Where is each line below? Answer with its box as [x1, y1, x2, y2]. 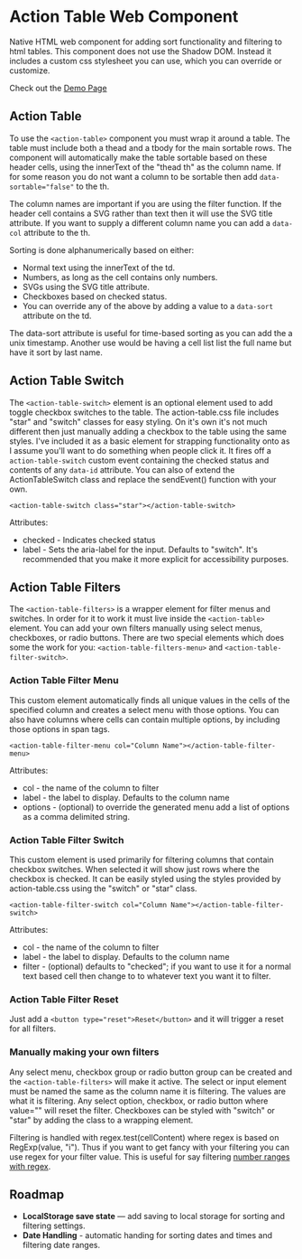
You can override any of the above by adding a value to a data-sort [22, 300, 273, 311]
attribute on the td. [22, 310, 92, 321]
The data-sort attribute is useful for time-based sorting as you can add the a [9, 327, 293, 338]
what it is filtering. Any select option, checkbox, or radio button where [9, 1095, 269, 1106]
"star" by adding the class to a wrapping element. [9, 1114, 194, 1125]
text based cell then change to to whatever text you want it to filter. [22, 970, 271, 982]
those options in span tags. [9, 723, 110, 734]
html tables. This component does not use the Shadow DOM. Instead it [9, 45, 272, 56]
